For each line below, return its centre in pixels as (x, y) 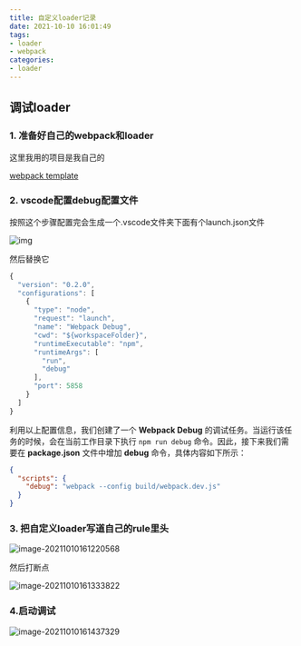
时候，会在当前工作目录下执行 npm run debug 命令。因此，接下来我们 (153, 441)
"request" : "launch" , (74, 319)
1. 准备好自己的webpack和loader (82, 135)
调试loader (40, 108)
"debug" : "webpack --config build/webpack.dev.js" (123, 487)
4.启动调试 (33, 611)
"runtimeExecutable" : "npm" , (88, 343)
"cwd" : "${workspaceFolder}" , (90, 335)
